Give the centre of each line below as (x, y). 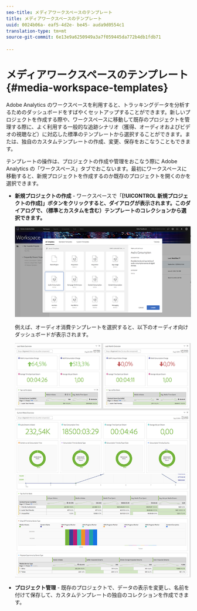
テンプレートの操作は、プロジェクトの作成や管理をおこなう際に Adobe (92, 161)
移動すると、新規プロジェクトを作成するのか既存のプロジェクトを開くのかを (98, 175)
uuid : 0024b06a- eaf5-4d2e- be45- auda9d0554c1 (65, 25)
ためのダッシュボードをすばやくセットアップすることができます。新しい (98, 112)
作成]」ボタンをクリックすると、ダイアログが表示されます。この (108, 203)
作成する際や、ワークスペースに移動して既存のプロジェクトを (111, 119)
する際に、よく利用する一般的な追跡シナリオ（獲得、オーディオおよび (96, 127)
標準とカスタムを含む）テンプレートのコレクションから (115, 210)
